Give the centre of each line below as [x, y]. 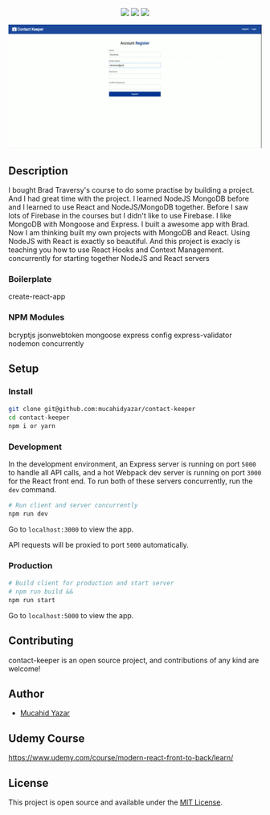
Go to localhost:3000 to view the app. [71, 529]
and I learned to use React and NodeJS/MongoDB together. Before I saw [129, 207]
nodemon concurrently [46, 343]
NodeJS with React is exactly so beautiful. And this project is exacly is [125, 241]
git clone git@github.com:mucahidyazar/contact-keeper [102, 410]
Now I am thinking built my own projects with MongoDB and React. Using [129, 232]
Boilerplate [30, 279]
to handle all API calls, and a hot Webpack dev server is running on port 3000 [135, 473]
